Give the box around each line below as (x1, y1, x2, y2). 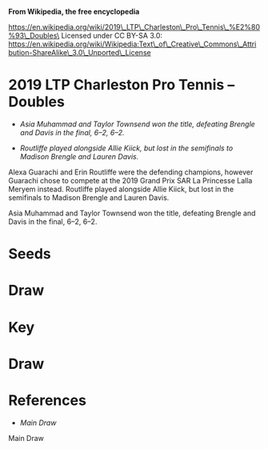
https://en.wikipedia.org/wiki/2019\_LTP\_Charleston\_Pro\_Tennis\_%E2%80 (8, 22, 261, 31)
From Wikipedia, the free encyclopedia (8, 7, 140, 16)
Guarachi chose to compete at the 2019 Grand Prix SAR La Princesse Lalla (8, 175, 253, 185)
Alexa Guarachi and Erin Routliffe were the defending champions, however (8, 167, 254, 177)
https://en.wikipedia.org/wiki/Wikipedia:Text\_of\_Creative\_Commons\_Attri (8, 39, 257, 49)
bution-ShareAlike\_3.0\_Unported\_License (8, 48, 151, 57)
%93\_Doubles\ (8, 31, 60, 40)
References (8, 391, 86, 409)
